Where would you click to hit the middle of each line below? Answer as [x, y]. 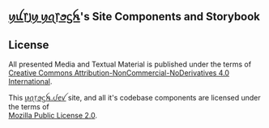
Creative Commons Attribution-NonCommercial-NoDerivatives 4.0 [119, 73]
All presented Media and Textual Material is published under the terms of [130, 64]
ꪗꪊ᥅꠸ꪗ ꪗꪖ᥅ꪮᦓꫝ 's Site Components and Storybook [134, 17]
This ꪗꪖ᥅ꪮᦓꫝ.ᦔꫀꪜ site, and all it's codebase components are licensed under [134, 98]
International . [30, 82]
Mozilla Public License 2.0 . [53, 116]
